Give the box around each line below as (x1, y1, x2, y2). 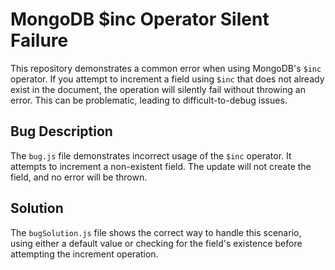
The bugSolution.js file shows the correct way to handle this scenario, (10, 226, 302, 238)
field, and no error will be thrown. (10, 171, 148, 183)
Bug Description (10, 123, 113, 140)
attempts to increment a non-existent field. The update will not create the (10, 160, 312, 172)
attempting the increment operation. (10, 248, 159, 260)
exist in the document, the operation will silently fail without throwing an (10, 83, 306, 95)
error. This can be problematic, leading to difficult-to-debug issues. (10, 94, 288, 106)
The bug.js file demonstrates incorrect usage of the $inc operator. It (10, 149, 292, 162)
